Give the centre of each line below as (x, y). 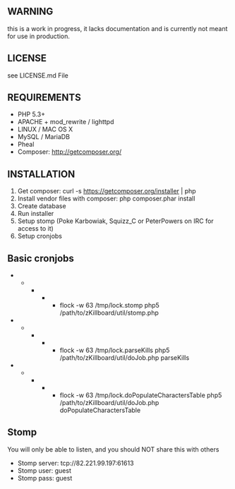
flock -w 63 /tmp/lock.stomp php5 (110, 306)
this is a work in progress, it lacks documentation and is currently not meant (117, 28)
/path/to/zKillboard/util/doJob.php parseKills (125, 358)
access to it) (36, 229)
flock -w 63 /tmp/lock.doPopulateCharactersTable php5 (141, 395)
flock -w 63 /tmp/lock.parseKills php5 (115, 350)
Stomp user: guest (44, 470)
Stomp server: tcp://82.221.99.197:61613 (76, 463)
